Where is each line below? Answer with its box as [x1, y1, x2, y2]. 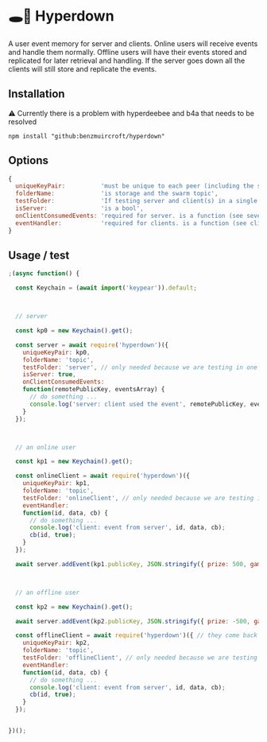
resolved [8, 117, 37, 126]
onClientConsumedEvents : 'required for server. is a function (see [15, 212, 244, 219]
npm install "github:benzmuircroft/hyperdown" [8, 132, 165, 140]
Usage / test [8, 248, 70, 262]
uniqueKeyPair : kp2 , [22, 639, 91, 647]
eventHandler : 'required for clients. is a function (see [15, 219, 247, 227]
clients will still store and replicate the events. [8, 64, 157, 73]
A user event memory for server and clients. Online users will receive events [8, 38, 258, 49]
